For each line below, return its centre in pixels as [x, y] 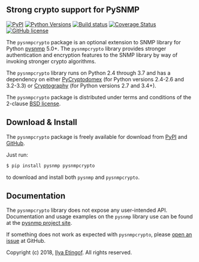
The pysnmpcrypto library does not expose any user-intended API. [87, 210]
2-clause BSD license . [34, 103]
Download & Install [42, 122]
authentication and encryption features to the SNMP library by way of [92, 55]
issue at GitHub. [26, 241]
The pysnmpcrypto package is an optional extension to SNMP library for [94, 42]
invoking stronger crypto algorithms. [51, 61]
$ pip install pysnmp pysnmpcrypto [51, 166]
